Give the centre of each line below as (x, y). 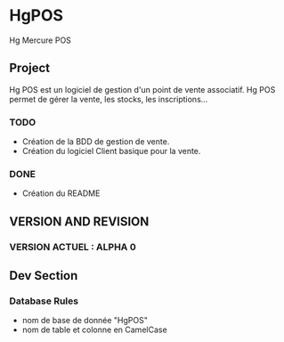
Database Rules (44, 301)
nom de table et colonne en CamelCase (94, 330)
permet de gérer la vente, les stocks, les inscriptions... (109, 99)
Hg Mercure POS (40, 40)
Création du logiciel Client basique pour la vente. (111, 151)
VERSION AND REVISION (79, 221)
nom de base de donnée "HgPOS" (85, 321)
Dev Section (44, 276)
